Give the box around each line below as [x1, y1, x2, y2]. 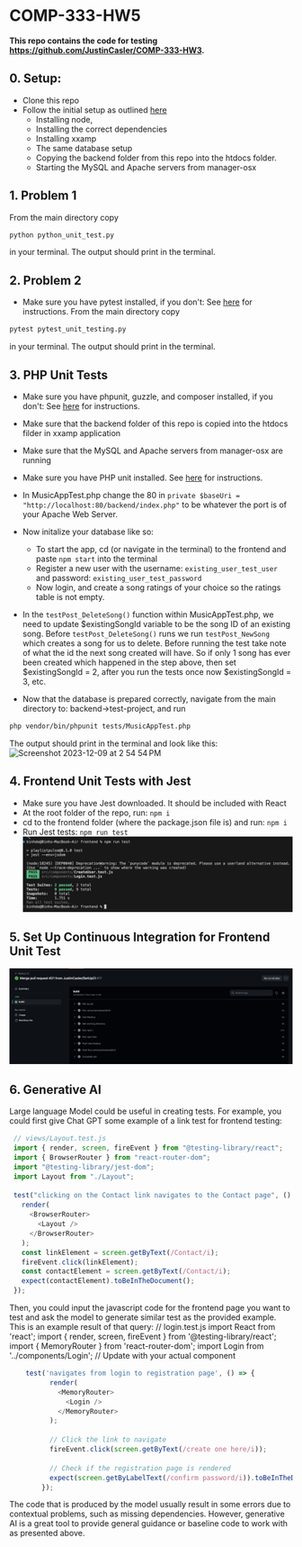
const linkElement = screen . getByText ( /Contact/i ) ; [21, 1248, 219, 1257]
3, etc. [22, 676, 47, 687]
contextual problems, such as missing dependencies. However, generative [9, 1508, 285, 1519]
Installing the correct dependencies [35, 123, 168, 134]
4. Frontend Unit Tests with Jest [9, 774, 191, 789]
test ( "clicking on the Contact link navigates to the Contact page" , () [13, 1191, 292, 1200]
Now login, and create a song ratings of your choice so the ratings [35, 582, 281, 593]
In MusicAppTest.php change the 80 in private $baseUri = [22, 489, 241, 500]
